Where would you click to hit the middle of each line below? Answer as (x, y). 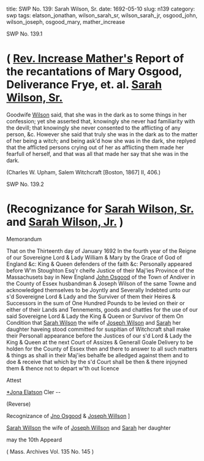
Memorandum (24, 239)
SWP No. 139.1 (25, 34)
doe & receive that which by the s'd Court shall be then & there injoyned (97, 362)
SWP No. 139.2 (25, 184)
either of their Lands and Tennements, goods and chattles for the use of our (102, 309)
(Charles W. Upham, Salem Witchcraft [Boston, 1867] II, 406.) (84, 172)
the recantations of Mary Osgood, (94, 72)
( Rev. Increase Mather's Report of (95, 59)
